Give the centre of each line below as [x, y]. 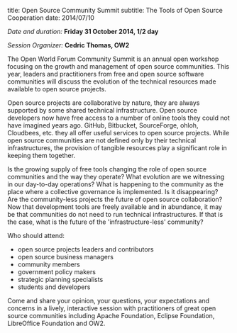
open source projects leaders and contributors [86, 249]
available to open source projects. [57, 89]
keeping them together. [42, 156]
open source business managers [65, 257]
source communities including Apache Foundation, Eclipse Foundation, [111, 316]
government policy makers [56, 272]
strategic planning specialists [60, 280]
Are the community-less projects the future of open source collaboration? [115, 199]
